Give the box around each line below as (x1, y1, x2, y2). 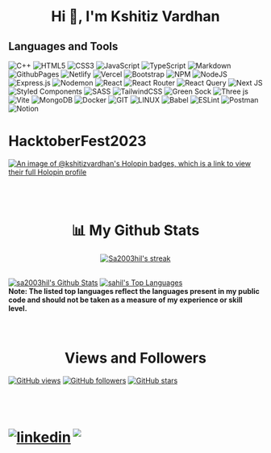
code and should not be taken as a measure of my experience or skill (8, 295, 244, 304)
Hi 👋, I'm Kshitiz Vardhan (51, 7, 220, 26)
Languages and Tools (8, 40, 119, 53)
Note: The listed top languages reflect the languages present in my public (8, 286, 261, 296)
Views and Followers (64, 349, 207, 367)
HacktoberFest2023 (8, 132, 147, 150)
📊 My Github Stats (71, 221, 200, 240)
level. (8, 303, 27, 313)
